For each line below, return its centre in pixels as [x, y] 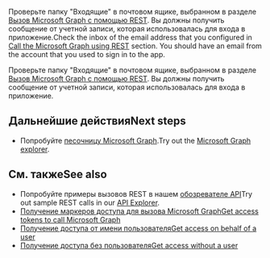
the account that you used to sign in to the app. [87, 54]
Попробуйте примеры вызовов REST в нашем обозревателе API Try [136, 193]
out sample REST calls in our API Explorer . [89, 202]
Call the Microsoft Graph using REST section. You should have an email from [135, 46]
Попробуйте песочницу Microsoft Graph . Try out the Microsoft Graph [135, 140]
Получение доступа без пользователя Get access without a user [129, 245]
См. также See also [58, 175]
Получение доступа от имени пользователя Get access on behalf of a [138, 228]
